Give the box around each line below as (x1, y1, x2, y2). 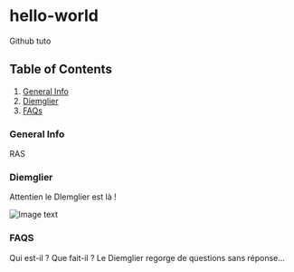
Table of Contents (9, 62, 113, 77)
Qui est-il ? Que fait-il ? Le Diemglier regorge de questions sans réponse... (9, 252, 285, 263)
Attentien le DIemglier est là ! (9, 191, 117, 202)
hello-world (9, 5, 100, 26)
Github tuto (9, 35, 52, 46)
